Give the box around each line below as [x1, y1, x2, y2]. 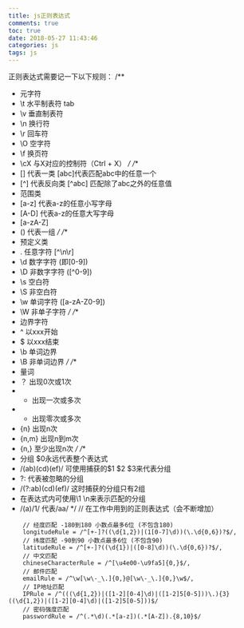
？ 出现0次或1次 [19, 377, 72, 386]
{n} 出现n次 [19, 424, 58, 433]
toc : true [8, 26, 41, 34]
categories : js [8, 42, 59, 50]
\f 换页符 [19, 149, 49, 158]
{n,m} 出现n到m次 [19, 434, 79, 443]
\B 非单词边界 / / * [19, 357, 77, 366]
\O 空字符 [19, 139, 52, 148]
